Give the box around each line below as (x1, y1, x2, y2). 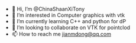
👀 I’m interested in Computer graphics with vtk (11, 12, 125, 19)
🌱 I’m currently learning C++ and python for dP (11, 18, 126, 24)
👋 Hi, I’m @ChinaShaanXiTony (11, 6, 85, 12)
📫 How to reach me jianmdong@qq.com (11, 31, 111, 37)
